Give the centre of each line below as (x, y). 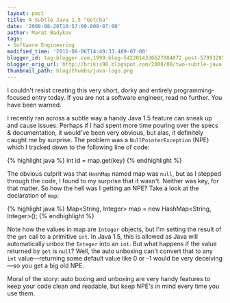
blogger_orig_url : (33, 64)
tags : (15, 39)
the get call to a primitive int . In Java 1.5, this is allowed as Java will (103, 236)
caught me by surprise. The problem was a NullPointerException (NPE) (108, 140)
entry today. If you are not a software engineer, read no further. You (127, 97)
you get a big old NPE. (53, 265)
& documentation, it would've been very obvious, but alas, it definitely (105, 132)
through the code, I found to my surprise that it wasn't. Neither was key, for (113, 181)
